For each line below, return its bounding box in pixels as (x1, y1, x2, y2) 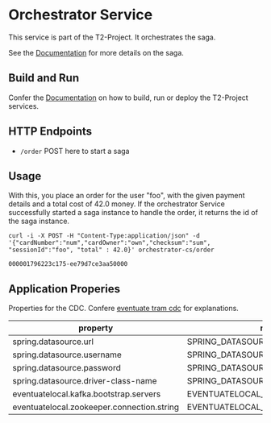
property (78, 322, 114, 334)
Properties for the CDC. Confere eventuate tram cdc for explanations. (8, 304, 240, 313)
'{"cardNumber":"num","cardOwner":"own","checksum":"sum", (8, 239, 211, 247)
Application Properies (8, 282, 121, 296)
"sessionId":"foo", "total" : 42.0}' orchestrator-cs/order (8, 246, 215, 255)
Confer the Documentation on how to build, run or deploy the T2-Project (8, 93, 248, 102)
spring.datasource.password (12, 363, 121, 374)
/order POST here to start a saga (19, 146, 130, 156)
